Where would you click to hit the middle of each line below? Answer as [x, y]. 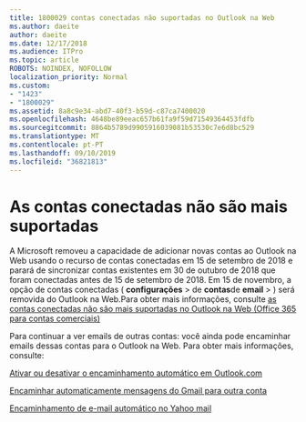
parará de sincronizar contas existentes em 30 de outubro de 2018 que [143, 270]
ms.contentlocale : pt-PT [56, 145]
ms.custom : [30, 85]
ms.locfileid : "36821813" [58, 161]
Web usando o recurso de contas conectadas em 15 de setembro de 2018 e [151, 261]
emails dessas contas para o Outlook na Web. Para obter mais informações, [152, 346]
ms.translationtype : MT [55, 136]
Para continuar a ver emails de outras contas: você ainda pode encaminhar [150, 337]
